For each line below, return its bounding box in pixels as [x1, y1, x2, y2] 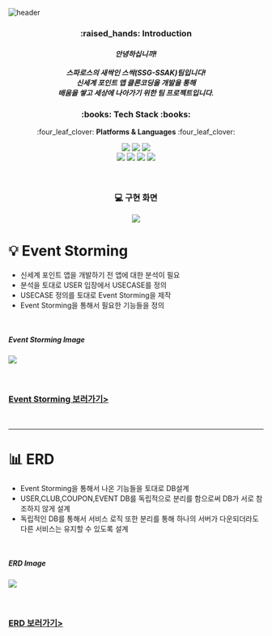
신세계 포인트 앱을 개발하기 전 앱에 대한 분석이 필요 [19, 269, 181, 279]
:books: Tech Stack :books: [80, 108, 192, 120]
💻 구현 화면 [114, 193, 158, 204]
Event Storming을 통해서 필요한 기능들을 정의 [19, 300, 164, 310]
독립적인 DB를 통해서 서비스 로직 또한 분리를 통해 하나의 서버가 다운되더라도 [19, 514, 259, 524]
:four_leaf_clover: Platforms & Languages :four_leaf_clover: [36, 127, 236, 137]
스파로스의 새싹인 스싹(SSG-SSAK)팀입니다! [66, 67, 206, 77]
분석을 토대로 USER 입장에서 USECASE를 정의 [19, 280, 168, 290]
